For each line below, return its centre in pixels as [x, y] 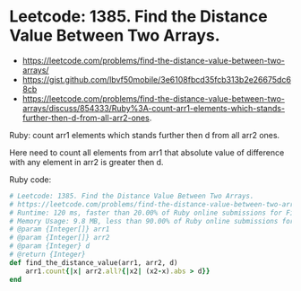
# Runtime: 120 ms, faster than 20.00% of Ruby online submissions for [146, 213]
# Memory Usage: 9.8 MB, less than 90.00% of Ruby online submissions [144, 221]
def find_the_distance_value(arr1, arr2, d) [94, 262]
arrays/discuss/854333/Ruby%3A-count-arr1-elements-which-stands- [153, 108]
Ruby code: [30, 179]
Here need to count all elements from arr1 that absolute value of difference [147, 152]
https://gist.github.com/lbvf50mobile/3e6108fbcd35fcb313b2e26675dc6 [156, 79]
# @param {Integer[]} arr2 [60, 238]
